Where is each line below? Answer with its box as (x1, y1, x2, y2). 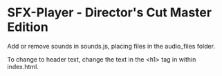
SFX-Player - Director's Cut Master (7, 5, 212, 21)
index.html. (7, 62, 39, 71)
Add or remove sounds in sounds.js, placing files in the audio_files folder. (7, 42, 216, 50)
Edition (7, 19, 48, 35)
